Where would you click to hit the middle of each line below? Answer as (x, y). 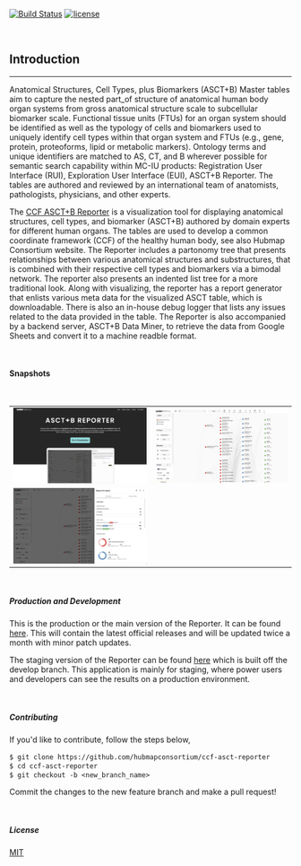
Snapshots (30, 373)
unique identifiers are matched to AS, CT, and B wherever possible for (138, 156)
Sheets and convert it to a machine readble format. (103, 336)
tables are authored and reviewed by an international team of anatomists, (144, 185)
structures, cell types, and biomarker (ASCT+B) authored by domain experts (150, 221)
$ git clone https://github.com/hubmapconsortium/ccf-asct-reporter (140, 757)
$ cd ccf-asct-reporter (54, 766)
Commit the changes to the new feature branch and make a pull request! (143, 792)
